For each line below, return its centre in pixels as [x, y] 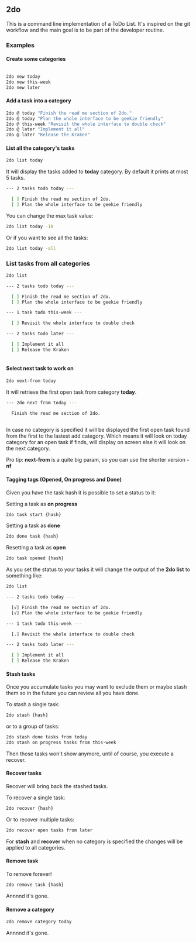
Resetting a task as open [36, 548]
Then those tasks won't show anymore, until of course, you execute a [90, 754]
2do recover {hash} [30, 809]
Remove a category [30, 909]
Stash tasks [21, 674]
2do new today [23, 76]
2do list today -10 [30, 226]
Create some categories [36, 59]
